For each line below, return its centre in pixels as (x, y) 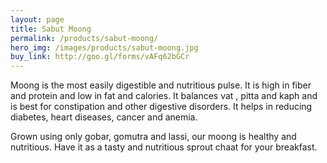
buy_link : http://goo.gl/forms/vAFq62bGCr (100, 57)
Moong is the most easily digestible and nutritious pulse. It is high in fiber (161, 85)
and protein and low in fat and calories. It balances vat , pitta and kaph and (164, 96)
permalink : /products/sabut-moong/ (84, 38)
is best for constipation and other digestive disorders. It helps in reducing (161, 107)
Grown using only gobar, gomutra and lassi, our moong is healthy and (153, 137)
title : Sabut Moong (51, 29)
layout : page (37, 19)
